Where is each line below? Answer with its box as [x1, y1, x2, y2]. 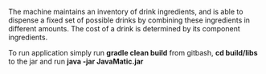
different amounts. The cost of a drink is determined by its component [8, 24, 241, 33]
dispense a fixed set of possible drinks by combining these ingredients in [8, 15, 251, 25]
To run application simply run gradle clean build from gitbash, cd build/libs [8, 48, 258, 57]
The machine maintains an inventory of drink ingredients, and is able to [8, 7, 243, 16]
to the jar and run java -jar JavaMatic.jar [8, 56, 144, 66]
